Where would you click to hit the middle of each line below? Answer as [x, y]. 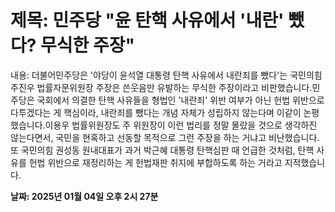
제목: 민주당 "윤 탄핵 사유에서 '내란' [147, 20]
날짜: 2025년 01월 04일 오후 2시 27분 [84, 196]
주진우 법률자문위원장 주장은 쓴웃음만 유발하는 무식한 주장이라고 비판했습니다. [161, 87]
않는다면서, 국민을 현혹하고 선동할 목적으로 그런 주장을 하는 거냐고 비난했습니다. [165, 137]
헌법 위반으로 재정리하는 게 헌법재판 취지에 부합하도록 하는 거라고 [155, 162]
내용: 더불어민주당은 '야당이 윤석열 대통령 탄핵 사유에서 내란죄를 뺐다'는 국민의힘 [166, 75]
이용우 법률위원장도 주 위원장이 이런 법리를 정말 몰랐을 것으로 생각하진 [181, 125]
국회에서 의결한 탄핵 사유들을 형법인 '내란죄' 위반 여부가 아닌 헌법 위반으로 [180, 100]
